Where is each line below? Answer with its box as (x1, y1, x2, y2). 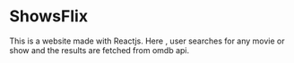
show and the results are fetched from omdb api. (9, 44, 190, 55)
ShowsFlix (9, 6, 88, 27)
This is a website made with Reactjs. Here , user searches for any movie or (9, 35, 285, 46)
